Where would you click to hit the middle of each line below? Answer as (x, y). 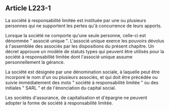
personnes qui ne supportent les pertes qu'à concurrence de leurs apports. (84, 26)
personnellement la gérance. (35, 62)
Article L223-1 (28, 8)
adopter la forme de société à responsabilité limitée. (59, 103)
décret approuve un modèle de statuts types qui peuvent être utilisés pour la (85, 51)
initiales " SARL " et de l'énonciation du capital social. (61, 88)
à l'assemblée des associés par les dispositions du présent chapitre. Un (80, 46)
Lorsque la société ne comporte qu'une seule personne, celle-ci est (76, 35)
